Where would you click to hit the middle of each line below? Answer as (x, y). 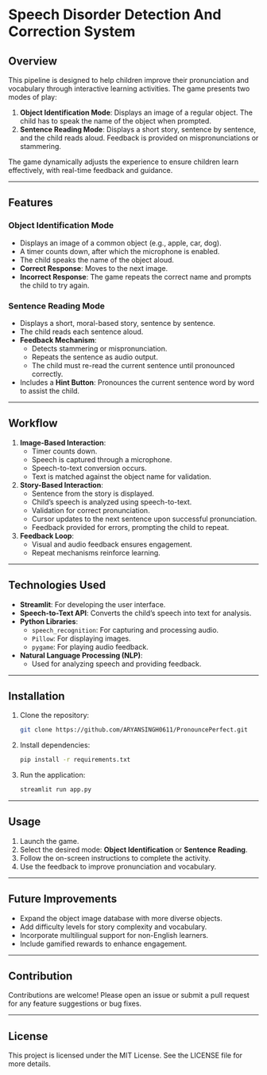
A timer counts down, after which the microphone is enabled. (120, 251)
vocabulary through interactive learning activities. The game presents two (129, 88)
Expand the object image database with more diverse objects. (121, 918)
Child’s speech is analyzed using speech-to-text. (112, 502)
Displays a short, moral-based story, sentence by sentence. (118, 323)
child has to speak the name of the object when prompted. (116, 121)
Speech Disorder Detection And (115, 15)
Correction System (72, 31)
